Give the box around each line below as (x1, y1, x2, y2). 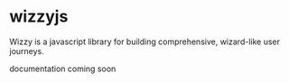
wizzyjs (9, 6, 69, 27)
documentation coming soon (9, 63, 117, 74)
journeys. (9, 45, 45, 56)
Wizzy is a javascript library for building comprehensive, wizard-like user (9, 36, 280, 47)
